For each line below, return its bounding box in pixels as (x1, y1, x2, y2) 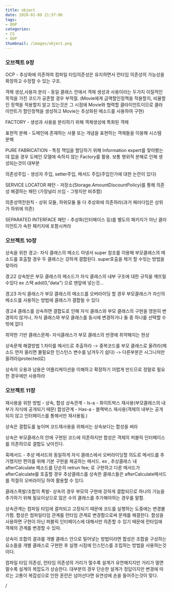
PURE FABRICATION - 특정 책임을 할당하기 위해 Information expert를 (5, 147, 146, 154)
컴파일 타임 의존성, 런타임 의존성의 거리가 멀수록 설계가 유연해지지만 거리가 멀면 (5, 559, 164, 565)
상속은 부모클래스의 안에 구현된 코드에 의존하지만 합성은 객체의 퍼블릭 (5, 434, 143, 441)
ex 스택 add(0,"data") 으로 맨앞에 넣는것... (18, 280, 104, 286)
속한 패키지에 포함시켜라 (23, 223, 72, 229)
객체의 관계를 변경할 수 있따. (5, 525, 61, 531)
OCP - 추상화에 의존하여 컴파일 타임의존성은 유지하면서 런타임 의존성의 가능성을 (5, 71, 165, 78)
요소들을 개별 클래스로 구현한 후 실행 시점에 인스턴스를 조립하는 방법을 (5, 542, 145, 548)
